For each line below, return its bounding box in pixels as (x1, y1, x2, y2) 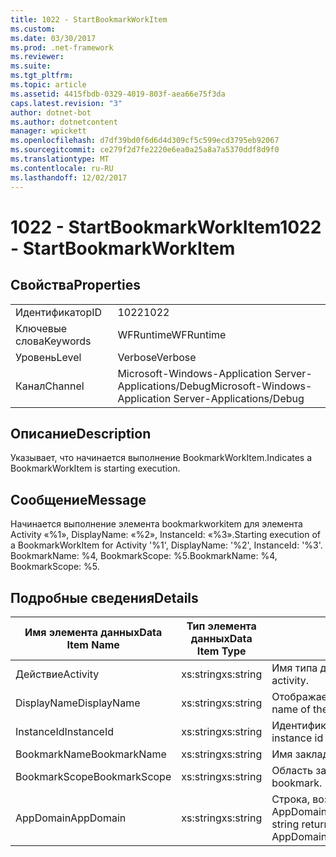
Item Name (66, 637, 120, 651)
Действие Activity (15, 667, 100, 681)
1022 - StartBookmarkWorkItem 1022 (10, 216, 322, 238)
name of (271, 702, 311, 716)
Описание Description (10, 425, 152, 442)
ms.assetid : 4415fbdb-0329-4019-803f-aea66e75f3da (10, 89, 226, 99)
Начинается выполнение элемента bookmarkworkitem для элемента (10, 518, 303, 530)
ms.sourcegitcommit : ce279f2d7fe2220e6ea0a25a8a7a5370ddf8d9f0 (10, 145, 280, 155)
